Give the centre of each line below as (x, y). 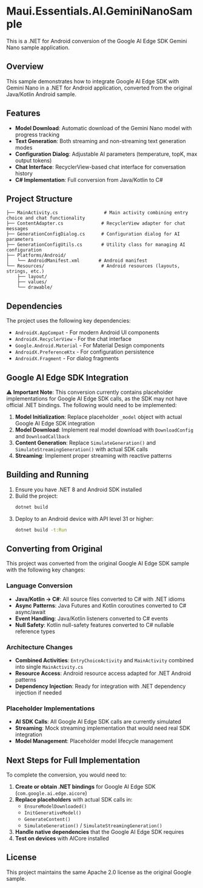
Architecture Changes (40, 647)
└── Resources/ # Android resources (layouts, (93, 266)
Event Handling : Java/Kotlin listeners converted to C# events (92, 618)
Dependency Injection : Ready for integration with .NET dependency (100, 686)
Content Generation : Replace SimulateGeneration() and (85, 443)
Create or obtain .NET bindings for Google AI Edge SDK (85, 787)
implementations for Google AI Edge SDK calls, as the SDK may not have (97, 399)
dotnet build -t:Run (41, 530)
